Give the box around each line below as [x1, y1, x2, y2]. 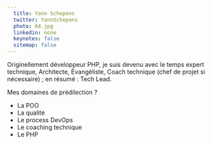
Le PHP [16, 130, 39, 139]
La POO [16, 102, 39, 109]
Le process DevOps [16, 116, 73, 124]
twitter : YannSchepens [13, 16, 78, 23]
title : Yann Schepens [13, 10, 75, 17]
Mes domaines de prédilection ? [7, 88, 98, 96]
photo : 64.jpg [13, 23, 54, 29]
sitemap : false [13, 42, 57, 48]
